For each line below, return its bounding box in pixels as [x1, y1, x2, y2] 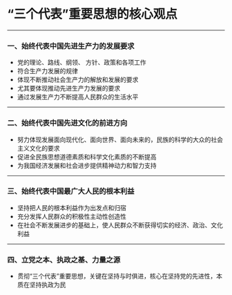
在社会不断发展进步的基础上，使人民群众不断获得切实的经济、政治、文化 [17, 220, 223, 229]
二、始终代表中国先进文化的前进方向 [7, 118, 128, 128]
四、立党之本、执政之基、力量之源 [7, 255, 121, 265]
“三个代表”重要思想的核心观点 [7, 6, 178, 22]
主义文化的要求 [17, 144, 60, 152]
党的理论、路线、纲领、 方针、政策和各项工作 [17, 58, 146, 66]
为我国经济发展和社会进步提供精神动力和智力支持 [17, 161, 157, 169]
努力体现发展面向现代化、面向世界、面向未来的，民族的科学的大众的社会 [17, 135, 223, 144]
